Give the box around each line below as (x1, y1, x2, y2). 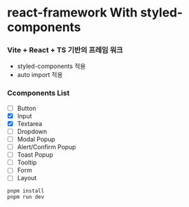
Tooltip (16, 158, 37, 166)
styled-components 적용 (16, 62, 86, 70)
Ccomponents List (7, 88, 70, 98)
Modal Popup (16, 135, 56, 144)
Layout (16, 174, 37, 182)
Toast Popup (16, 151, 54, 159)
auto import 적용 (16, 71, 63, 79)
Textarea (16, 119, 43, 128)
